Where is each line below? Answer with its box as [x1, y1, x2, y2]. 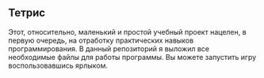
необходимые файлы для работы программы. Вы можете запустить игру [8, 52, 257, 61]
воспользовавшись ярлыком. [8, 61, 109, 70]
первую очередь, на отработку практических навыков [8, 35, 194, 45]
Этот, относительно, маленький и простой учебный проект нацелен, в [8, 27, 247, 36]
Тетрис [8, 6, 46, 20]
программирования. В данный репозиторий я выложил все [8, 43, 210, 54]
